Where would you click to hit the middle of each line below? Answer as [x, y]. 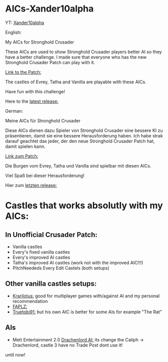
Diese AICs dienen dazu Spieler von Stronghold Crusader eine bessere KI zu [84, 130]
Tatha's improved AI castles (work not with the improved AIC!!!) [78, 262]
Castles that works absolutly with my [84, 206]
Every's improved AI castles [41, 257]
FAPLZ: [20, 306]
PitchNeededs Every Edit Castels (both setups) [61, 268]
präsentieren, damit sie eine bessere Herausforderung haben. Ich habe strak [84, 135]
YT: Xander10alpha [25, 23]
